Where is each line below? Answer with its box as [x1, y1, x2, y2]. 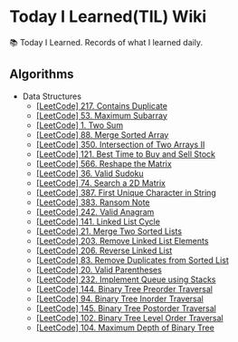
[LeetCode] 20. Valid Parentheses [35, 264, 163, 275]
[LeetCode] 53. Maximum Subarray [35, 110, 167, 121]
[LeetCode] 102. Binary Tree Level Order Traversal [35, 312, 224, 323]
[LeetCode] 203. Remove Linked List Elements [35, 235, 209, 246]
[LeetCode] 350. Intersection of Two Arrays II [35, 139, 205, 150]
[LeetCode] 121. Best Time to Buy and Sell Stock [35, 148, 215, 160]
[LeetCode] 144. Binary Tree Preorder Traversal [35, 283, 213, 294]
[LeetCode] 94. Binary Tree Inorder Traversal [35, 293, 204, 304]
